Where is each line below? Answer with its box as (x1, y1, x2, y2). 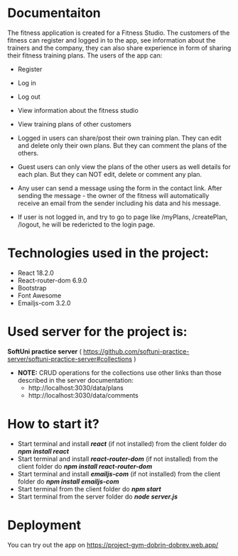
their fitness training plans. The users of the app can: (7, 51, 163, 60)
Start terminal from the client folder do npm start (17, 484, 161, 493)
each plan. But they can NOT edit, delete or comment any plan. (17, 170, 202, 178)
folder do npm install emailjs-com (17, 477, 119, 486)
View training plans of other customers (17, 119, 131, 129)
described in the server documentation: (17, 376, 134, 384)
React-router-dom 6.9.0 (17, 276, 87, 285)
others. (17, 148, 39, 157)
